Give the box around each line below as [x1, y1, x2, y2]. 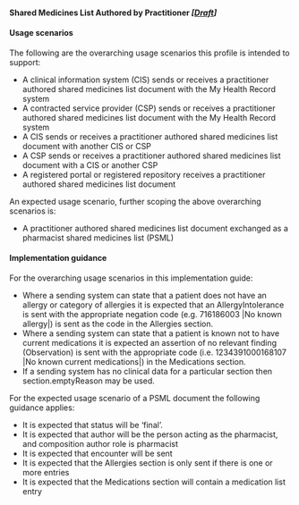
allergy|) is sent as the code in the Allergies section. [21, 318, 214, 329]
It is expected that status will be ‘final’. [21, 420, 163, 430]
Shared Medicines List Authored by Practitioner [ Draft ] [9, 7, 218, 18]
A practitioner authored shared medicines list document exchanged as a [21, 223, 288, 233]
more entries [21, 467, 70, 477]
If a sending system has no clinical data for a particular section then [21, 366, 273, 376]
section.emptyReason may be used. [21, 375, 155, 386]
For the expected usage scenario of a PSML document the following [9, 393, 261, 403]
